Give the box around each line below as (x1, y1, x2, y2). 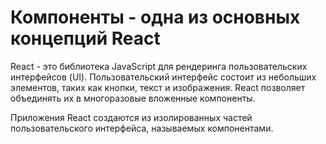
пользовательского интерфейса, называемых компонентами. (10, 122, 274, 134)
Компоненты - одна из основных (10, 6, 301, 29)
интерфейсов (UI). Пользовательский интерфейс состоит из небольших (10, 71, 317, 83)
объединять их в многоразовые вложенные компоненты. (10, 92, 256, 104)
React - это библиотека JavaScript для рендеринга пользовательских (10, 60, 308, 72)
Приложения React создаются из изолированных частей (10, 111, 253, 123)
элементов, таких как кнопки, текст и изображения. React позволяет (10, 81, 306, 93)
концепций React (10, 27, 161, 50)
